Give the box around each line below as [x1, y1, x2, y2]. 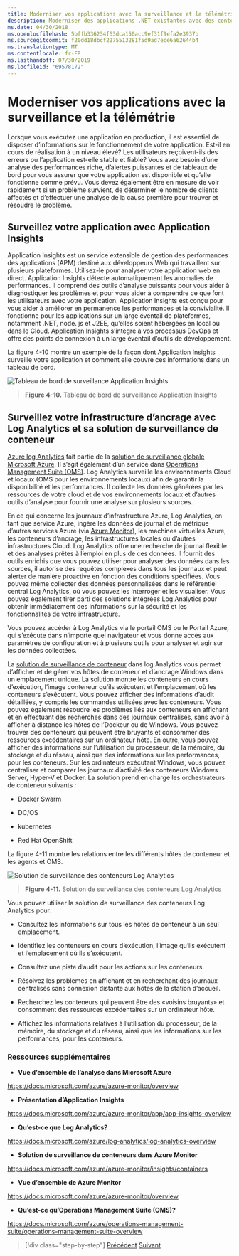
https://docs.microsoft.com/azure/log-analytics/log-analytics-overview [7, 1137, 216, 1146]
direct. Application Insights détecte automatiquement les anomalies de [7, 274, 214, 282]
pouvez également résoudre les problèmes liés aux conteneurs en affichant [7, 706, 229, 714]
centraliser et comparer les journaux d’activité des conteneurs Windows [7, 766, 218, 775]
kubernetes [17, 822, 52, 831]
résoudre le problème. [7, 201, 73, 209]
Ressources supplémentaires [7, 1052, 111, 1062]
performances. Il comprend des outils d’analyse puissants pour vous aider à [7, 282, 230, 290]
